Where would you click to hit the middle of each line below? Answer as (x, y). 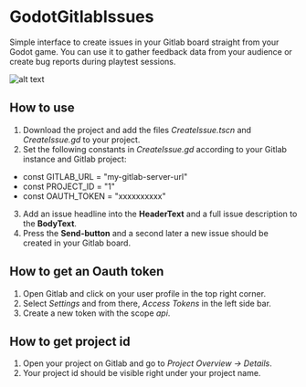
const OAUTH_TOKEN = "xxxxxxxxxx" (94, 196)
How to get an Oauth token (87, 272)
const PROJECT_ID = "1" (69, 186)
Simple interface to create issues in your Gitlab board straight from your (144, 42)
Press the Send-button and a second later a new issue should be (146, 233)
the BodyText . (50, 223)
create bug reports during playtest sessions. (93, 61)
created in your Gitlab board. (76, 243)
